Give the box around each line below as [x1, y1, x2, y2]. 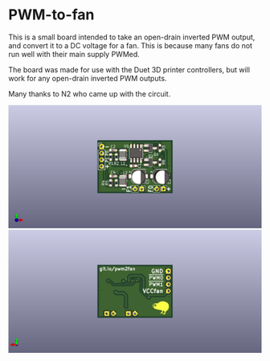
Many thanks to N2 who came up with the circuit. [8, 88, 171, 98]
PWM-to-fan [8, 6, 95, 24]
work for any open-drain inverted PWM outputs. [8, 73, 167, 83]
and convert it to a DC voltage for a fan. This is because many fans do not [8, 40, 253, 50]
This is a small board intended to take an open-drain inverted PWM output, [8, 32, 256, 42]
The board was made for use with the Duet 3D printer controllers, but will [8, 64, 251, 74]
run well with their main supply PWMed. [8, 49, 141, 59]
